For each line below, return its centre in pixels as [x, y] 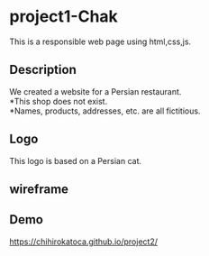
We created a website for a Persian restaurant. [95, 91]
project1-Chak [64, 17]
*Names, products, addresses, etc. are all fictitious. [105, 111]
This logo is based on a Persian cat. [76, 160]
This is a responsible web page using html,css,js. [100, 41]
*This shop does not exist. [59, 101]
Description [43, 70]
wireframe [39, 189]
